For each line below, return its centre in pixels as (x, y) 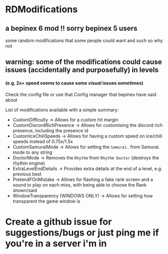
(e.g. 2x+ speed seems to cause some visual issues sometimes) (74, 83)
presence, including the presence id (50, 130)
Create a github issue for (59, 222)
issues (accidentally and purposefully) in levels (82, 70)
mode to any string (32, 152)
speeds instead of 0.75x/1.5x (43, 141)
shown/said (25, 190)
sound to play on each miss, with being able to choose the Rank (79, 184)
